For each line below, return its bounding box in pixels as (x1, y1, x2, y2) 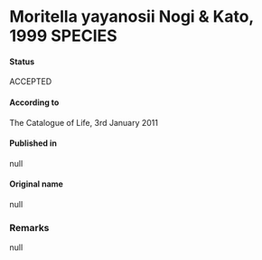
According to (9, 97, 60, 108)
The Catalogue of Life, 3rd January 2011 (9, 117, 158, 128)
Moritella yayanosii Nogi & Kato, (9, 6, 255, 27)
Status (9, 56, 35, 67)
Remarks (9, 221, 50, 234)
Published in (9, 138, 57, 149)
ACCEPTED (9, 76, 52, 87)
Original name (9, 178, 63, 189)
